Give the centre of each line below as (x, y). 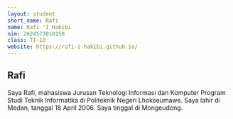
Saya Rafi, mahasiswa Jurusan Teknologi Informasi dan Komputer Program (116, 92)
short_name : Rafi (33, 21)
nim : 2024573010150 (36, 34)
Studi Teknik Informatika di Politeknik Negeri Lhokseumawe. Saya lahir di (114, 100)
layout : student (31, 14)
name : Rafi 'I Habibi (39, 27)
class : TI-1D (27, 40)
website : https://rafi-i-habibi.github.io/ (73, 47)
